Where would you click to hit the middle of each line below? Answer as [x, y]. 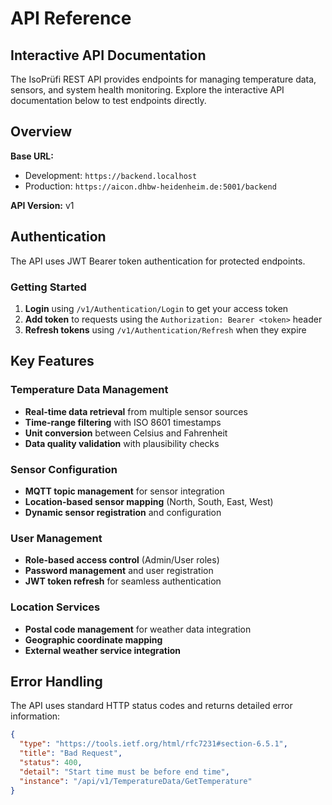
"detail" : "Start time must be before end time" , [124, 772]
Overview [41, 132]
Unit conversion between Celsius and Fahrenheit [126, 433]
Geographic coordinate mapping [93, 639]
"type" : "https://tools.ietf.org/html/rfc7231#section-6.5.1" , [153, 744]
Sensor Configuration [64, 469]
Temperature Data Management [89, 390]
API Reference [71, 18]
